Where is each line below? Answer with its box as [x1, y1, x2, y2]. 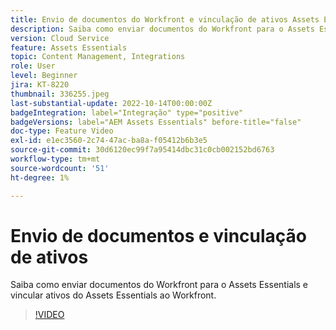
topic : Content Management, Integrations [10, 52, 186, 62]
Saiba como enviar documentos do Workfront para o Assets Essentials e [10, 279, 309, 291]
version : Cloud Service [10, 33, 110, 43]
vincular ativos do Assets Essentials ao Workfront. [10, 289, 217, 301]
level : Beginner [10, 71, 78, 81]
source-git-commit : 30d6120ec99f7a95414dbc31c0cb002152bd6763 [10, 145, 275, 155]
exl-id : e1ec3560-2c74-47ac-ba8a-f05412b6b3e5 [10, 136, 208, 146]
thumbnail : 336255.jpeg [10, 89, 110, 99]
